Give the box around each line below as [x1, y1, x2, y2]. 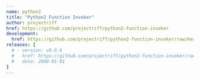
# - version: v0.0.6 [11, 48, 62, 53]
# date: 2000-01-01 [11, 58, 65, 64]
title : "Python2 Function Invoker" [6, 14, 95, 20]
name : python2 [6, 8, 42, 15]
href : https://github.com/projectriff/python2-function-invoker [6, 25, 169, 31]
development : [6, 31, 39, 37]
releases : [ [6, 42, 36, 48]
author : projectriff [6, 20, 58, 26]
